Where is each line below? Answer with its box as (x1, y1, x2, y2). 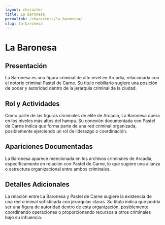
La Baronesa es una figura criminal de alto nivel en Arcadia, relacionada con (5, 75, 159, 81)
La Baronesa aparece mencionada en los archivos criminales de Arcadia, (5, 156, 153, 161)
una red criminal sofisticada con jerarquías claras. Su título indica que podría (5, 198, 161, 204)
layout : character (5, 7, 43, 12)
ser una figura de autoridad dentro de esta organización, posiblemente (5, 204, 149, 210)
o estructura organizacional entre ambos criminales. (5, 166, 111, 172)
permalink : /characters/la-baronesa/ (5, 16, 83, 21)
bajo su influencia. (5, 214, 43, 220)
